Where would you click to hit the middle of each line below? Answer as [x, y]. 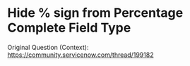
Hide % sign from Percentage [95, 13]
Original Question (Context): [48, 47]
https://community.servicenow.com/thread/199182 [81, 55]
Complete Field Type [69, 28]
